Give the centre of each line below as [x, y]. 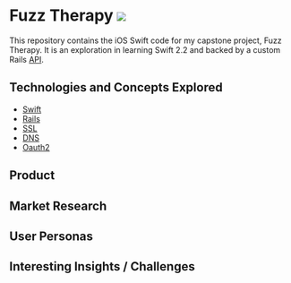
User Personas [51, 236]
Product [32, 176]
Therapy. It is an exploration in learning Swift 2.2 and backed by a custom [145, 49]
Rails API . [27, 59]
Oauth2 [36, 147]
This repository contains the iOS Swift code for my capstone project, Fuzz [145, 40]
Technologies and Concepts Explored [116, 87]
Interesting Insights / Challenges [102, 266]
